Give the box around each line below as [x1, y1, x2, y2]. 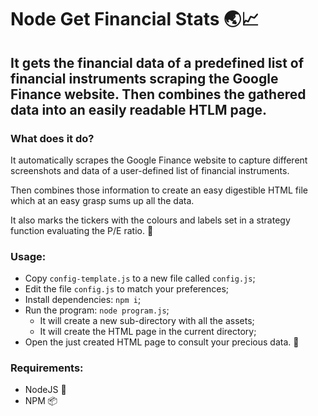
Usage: [10, 249, 47, 263]
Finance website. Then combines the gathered [10, 86, 307, 103]
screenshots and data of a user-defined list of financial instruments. [10, 164, 290, 176]
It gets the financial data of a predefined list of [10, 54, 305, 71]
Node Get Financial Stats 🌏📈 [10, 8, 260, 31]
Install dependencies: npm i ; [24, 294, 142, 306]
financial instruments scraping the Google [10, 70, 279, 87]
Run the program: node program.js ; [24, 304, 170, 316]
